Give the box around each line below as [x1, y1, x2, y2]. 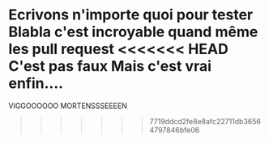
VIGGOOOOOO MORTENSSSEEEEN [8, 101, 127, 111]
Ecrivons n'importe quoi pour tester [8, 6, 254, 24]
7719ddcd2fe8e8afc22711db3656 [149, 116, 262, 126]
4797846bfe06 [149, 125, 200, 135]
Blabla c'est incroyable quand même [8, 23, 258, 41]
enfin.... [8, 74, 63, 93]
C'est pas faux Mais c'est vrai [8, 57, 212, 76]
